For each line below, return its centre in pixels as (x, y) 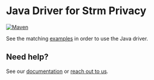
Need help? (27, 57)
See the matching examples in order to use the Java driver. (77, 38)
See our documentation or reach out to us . (57, 71)
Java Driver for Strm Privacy (76, 11)
